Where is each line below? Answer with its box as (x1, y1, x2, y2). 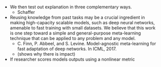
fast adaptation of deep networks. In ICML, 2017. (17, 46, 117, 52)
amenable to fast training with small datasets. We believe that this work (9, 25, 156, 31)
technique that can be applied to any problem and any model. (9, 35, 136, 41)
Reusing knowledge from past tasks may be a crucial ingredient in (9, 14, 145, 21)
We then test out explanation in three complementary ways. (9, 4, 132, 10)
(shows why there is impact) (17, 51, 76, 57)
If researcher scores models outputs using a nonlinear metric (9, 56, 135, 63)
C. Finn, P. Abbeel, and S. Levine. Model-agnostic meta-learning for (17, 41, 157, 47)
